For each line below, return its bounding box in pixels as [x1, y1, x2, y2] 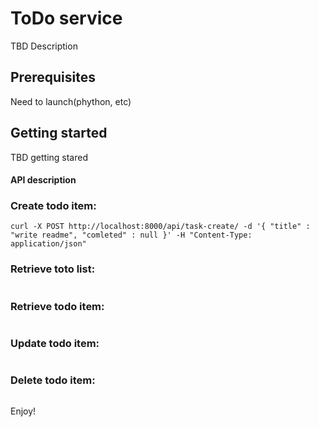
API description [10, 174, 77, 186]
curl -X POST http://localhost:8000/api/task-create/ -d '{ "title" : [10, 222, 311, 232]
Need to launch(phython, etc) [10, 95, 132, 107]
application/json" [10, 239, 87, 249]
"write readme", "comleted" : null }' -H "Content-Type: [10, 230, 253, 241]
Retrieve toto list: [10, 262, 96, 276]
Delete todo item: [10, 373, 96, 387]
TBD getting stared [10, 151, 89, 163]
